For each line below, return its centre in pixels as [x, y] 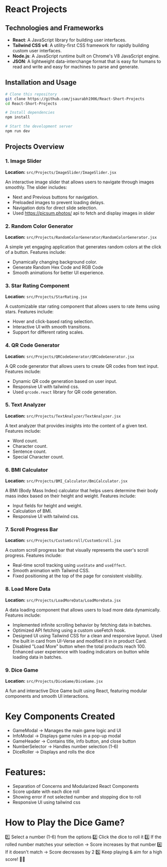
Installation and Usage [41, 82]
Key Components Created [60, 717]
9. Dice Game [22, 670]
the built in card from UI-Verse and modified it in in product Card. [79, 641]
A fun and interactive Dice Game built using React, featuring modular [76, 691]
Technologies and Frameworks [54, 28]
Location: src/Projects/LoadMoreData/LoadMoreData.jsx [63, 600]
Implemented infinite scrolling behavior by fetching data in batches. [82, 625]
